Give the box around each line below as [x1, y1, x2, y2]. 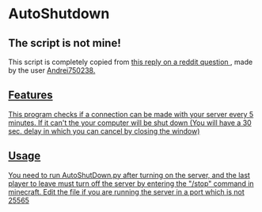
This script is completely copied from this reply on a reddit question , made [8, 57, 253, 66]
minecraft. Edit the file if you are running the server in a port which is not [8, 187, 245, 196]
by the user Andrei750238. [8, 66, 96, 75]
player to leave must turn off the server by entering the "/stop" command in [8, 179, 255, 188]
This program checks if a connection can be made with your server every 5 [8, 109, 254, 119]
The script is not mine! [8, 36, 121, 50]
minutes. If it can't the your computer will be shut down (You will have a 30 [8, 118, 252, 127]
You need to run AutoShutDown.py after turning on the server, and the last [8, 170, 251, 180]
